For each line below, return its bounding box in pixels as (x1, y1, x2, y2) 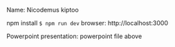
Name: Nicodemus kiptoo (6, 6, 79, 14)
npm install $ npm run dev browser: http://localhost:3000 (6, 19, 169, 27)
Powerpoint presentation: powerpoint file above (6, 32, 142, 40)
